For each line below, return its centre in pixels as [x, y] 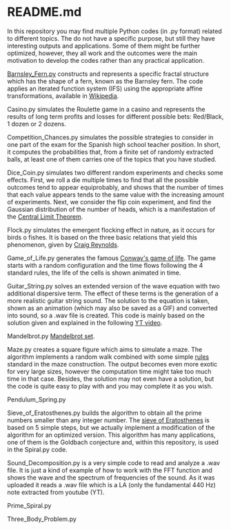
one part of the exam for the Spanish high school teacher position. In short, [114, 144]
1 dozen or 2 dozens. [37, 124]
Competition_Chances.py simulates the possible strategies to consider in [110, 137]
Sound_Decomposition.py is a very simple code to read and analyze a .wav [114, 462]
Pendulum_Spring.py [37, 399]
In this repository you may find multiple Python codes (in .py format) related [114, 31]
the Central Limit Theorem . [45, 216]
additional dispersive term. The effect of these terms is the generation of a [113, 293]
